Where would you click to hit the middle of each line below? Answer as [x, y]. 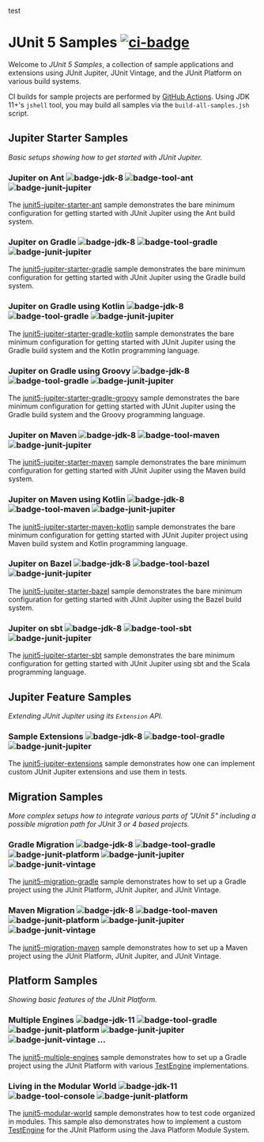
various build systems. [45, 81]
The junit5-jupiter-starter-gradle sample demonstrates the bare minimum [127, 269]
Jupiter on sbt [36, 628]
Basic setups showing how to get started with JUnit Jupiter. [106, 157]
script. [19, 113]
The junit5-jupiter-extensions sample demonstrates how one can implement [132, 763]
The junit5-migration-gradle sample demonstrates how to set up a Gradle [127, 882]
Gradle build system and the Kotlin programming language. [104, 350]
